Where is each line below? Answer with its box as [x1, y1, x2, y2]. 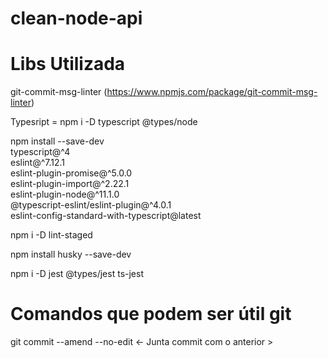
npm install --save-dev [10, 135, 105, 147]
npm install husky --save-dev [10, 248, 132, 261]
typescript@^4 [10, 146, 71, 158]
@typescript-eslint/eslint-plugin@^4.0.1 [10, 199, 172, 211]
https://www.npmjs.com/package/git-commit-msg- [106, 86, 318, 98]
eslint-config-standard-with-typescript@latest [10, 210, 202, 222]
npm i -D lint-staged [10, 229, 93, 241]
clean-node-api [10, 7, 143, 30]
